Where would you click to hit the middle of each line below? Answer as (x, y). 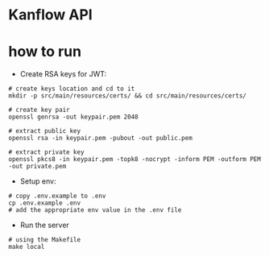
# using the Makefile (45, 240)
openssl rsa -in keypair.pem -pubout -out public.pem (101, 139)
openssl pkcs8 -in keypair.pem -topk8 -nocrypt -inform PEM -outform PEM (135, 160)
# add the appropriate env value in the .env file (95, 210)
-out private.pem (37, 167)
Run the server (45, 225)
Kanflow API (50, 15)
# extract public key (45, 131)
